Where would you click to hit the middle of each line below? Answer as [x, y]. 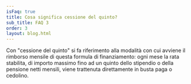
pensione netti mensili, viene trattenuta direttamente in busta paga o [89, 69]
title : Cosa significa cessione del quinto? [62, 17]
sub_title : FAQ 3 [27, 22]
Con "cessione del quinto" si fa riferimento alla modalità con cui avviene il [96, 50]
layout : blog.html [29, 34]
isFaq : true [21, 12]
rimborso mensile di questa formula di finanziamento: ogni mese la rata [93, 57]
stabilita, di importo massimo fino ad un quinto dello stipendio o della [90, 63]
